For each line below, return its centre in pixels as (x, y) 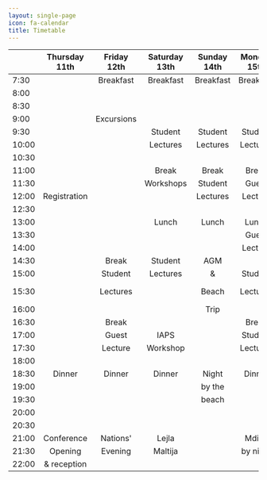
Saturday (166, 57)
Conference (66, 439)
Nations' (116, 439)
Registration (65, 197)
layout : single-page (43, 15)
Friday (116, 57)
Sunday (213, 57)
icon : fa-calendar (39, 23)
